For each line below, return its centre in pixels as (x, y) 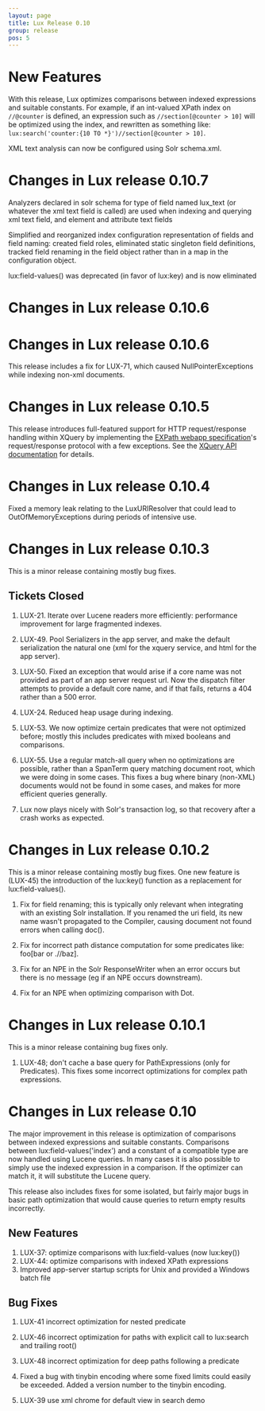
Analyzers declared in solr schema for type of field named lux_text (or (122, 203)
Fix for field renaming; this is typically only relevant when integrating (131, 904)
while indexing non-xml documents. (67, 375)
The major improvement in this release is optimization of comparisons (122, 1133)
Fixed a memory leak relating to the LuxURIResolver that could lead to (122, 509)
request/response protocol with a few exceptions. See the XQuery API (123, 446)
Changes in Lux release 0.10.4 (109, 487)
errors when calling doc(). (62, 930)
